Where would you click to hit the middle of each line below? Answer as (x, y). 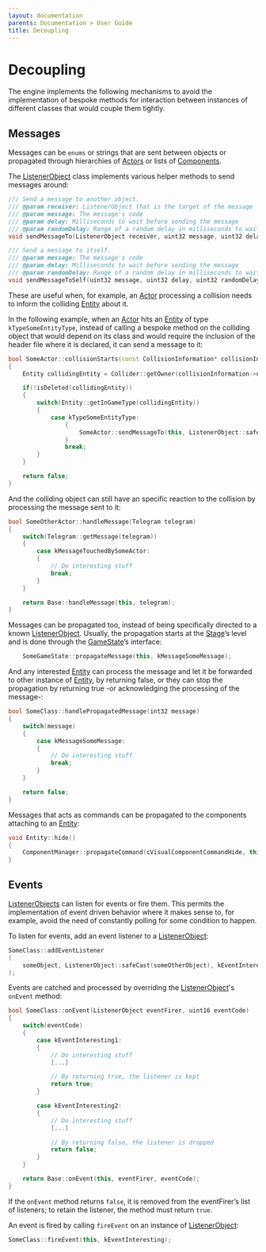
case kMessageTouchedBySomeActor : (93, 551)
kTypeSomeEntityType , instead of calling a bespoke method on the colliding (129, 327)
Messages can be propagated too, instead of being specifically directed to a (133, 625)
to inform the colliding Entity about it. (68, 303)
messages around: (38, 185)
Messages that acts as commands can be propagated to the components (127, 815)
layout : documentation (46, 15)
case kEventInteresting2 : (80, 1106)
